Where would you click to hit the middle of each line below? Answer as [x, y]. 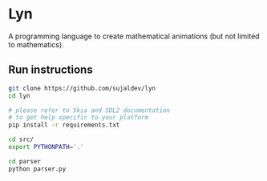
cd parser [25, 161]
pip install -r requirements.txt [64, 125]
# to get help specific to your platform [79, 118]
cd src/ [21, 140]
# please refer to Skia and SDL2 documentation [89, 110]
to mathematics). [36, 44]
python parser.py [37, 169]
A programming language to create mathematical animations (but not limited [134, 36]
